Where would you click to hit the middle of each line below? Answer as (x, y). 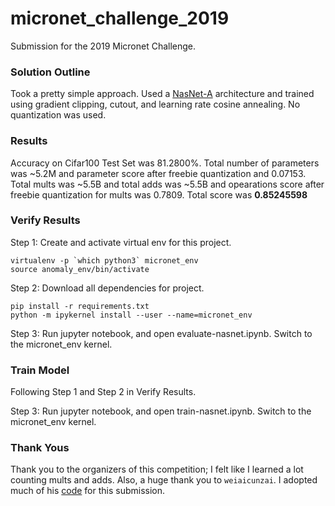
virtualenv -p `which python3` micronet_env (104, 260)
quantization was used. (58, 115)
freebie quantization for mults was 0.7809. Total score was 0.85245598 (159, 194)
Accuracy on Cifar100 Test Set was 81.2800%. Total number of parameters (165, 163)
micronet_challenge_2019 (120, 18)
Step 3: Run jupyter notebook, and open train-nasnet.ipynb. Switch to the (161, 411)
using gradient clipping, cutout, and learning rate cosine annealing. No (155, 104)
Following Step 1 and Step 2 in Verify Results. (103, 392)
